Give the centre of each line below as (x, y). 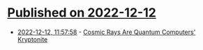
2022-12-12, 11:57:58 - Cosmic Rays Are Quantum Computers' (106, 32)
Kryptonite (32, 39)
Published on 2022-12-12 (82, 13)
